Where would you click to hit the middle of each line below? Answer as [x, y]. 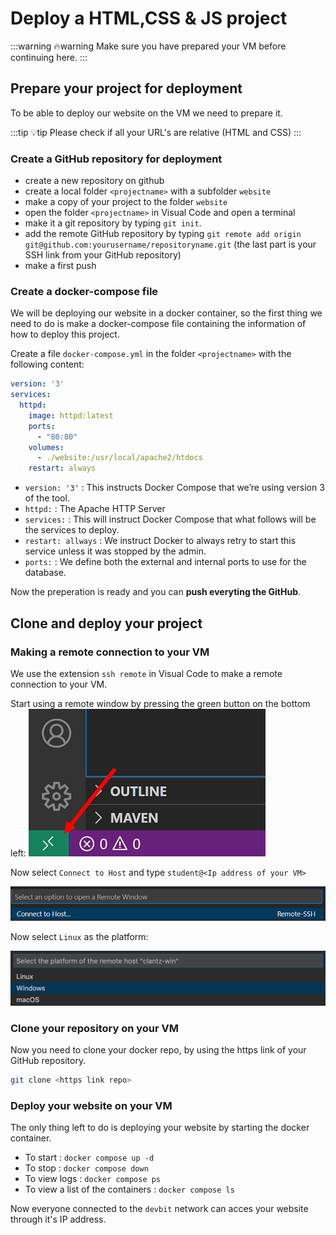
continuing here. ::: [49, 57]
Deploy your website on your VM [91, 1105]
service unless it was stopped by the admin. [115, 551]
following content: [47, 364]
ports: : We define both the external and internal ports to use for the [165, 562]
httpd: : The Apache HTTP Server [95, 509]
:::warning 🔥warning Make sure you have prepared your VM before [148, 46]
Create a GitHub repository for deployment [116, 159]
